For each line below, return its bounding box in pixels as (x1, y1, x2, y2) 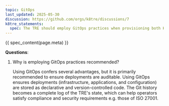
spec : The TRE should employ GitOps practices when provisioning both (10, 26, 161, 31)
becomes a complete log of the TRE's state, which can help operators (12, 90, 157, 96)
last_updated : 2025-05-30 (5, 12, 59, 17)
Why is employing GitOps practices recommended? (12, 59, 119, 65)
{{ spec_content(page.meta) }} (5, 39, 69, 45)
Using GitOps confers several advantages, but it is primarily (12, 68, 136, 75)
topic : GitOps (5, 7, 35, 12)
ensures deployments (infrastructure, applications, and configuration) (12, 79, 157, 85)
